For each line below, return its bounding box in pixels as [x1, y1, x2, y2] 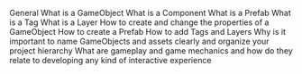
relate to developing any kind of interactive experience [9, 55, 212, 65]
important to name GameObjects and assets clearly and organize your [9, 36, 270, 46]
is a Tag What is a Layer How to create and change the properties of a [9, 17, 270, 28]
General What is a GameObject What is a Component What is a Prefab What [9, 8, 291, 18]
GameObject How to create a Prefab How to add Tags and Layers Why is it [9, 27, 287, 37]
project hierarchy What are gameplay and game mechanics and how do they [9, 45, 293, 56]
